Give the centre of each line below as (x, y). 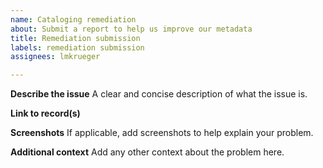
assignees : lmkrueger (55, 57)
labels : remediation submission (77, 47)
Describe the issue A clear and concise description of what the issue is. (159, 94)
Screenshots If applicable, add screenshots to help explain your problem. (162, 133)
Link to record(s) (45, 113)
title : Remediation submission (75, 38)
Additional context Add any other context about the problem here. (147, 152)
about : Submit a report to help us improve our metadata (131, 29)
